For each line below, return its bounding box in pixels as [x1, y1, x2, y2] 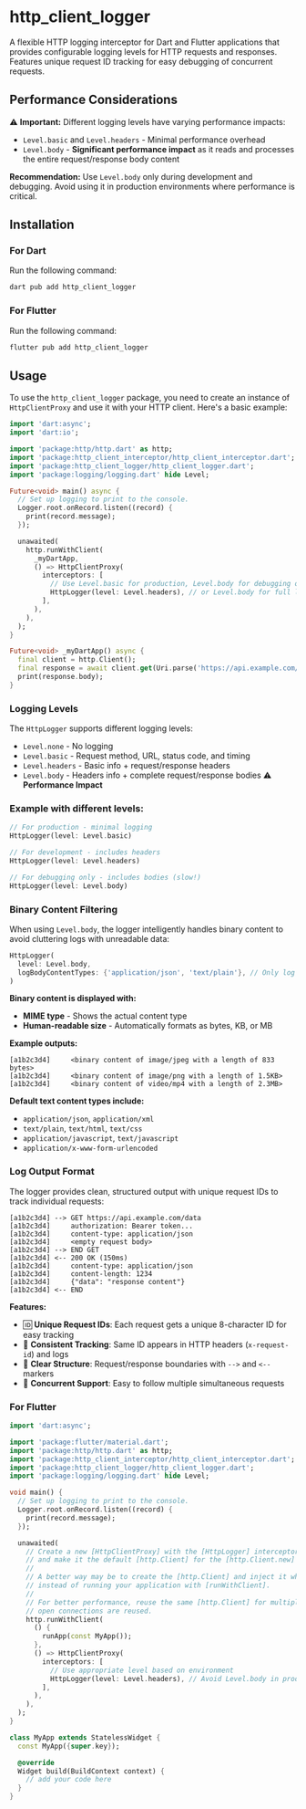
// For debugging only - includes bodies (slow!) [9, 873, 202, 882]
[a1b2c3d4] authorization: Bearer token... [9, 1221, 194, 1230]
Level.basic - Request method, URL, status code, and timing [22, 750, 250, 761]
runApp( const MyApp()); [42, 1632, 132, 1641]
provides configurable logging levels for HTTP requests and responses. [9, 46, 278, 57]
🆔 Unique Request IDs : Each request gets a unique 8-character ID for [22, 1319, 287, 1330]
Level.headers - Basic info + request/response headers [22, 760, 230, 771]
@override [17, 1758, 55, 1767]
